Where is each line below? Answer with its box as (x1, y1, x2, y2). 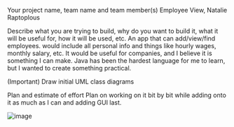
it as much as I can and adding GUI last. (7, 98, 122, 107)
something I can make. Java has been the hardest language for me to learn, (7, 57, 226, 65)
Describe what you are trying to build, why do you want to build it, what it (7, 27, 219, 35)
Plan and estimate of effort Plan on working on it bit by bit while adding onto (7, 91, 226, 99)
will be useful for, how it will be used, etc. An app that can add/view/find (7, 34, 216, 43)
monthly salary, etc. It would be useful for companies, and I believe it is (7, 49, 212, 57)
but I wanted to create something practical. (7, 64, 132, 72)
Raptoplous (7, 13, 41, 22)
